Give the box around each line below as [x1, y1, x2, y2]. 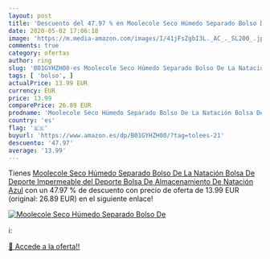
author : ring [8, 57, 52, 65]
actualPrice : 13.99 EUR [8, 79, 88, 87]
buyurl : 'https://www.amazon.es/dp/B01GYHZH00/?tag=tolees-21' [8, 131, 225, 139]
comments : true [8, 42, 59, 50]
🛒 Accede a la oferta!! [8, 242, 80, 252]
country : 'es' [8, 117, 56, 125]
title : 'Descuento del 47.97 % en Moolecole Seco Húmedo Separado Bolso [8, 19, 257, 27]
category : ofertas [8, 49, 70, 57]
